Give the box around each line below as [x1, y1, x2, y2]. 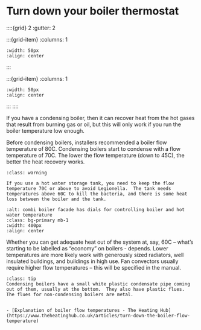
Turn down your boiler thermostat [6, 4, 179, 18]
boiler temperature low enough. [6, 127, 85, 134]
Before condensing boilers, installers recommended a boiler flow [6, 139, 167, 146]
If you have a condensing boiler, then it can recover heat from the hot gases [6, 114, 195, 121]
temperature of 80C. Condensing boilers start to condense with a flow [6, 145, 181, 152]
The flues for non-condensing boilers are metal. [6, 291, 134, 297]
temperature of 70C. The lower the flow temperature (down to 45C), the [6, 151, 185, 159]
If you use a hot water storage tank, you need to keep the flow [6, 180, 174, 186]
